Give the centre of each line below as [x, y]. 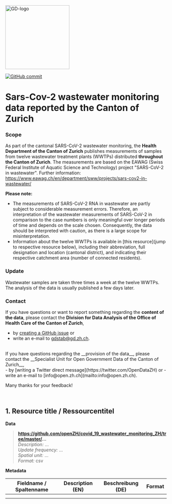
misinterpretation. [31, 236]
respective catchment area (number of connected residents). [77, 258]
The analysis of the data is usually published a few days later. [70, 288]
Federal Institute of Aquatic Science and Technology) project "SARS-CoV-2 [84, 168]
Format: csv [30, 461]
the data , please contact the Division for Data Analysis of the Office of [81, 318]
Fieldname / [32, 483]
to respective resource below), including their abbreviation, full [79, 247]
